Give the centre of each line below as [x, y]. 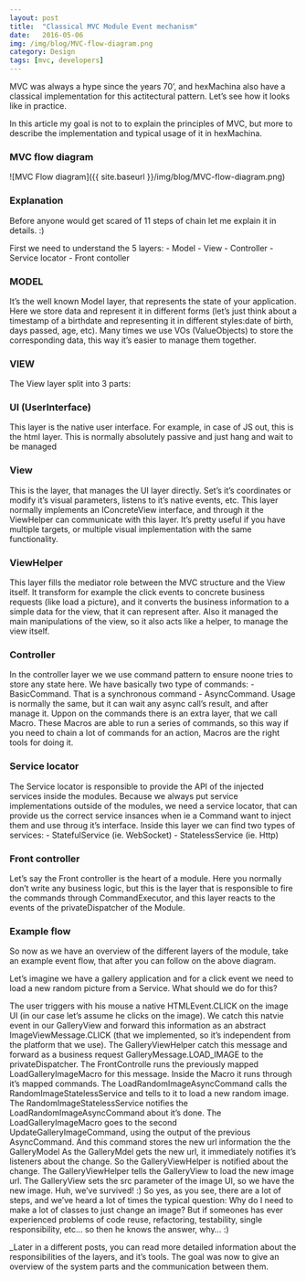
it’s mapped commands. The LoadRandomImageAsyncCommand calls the [148, 1084]
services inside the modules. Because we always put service [124, 795]
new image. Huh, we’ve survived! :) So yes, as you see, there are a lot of [145, 1190]
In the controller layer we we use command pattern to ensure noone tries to [152, 675]
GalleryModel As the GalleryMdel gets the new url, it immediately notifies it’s [153, 1152]
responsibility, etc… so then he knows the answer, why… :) [120, 1230]
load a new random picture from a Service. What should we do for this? [143, 988]
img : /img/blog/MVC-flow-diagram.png [81, 43]
